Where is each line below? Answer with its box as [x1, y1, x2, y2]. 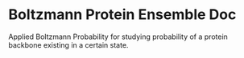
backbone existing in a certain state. [8, 40, 129, 49]
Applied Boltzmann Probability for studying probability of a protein [8, 32, 228, 41]
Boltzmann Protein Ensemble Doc [8, 6, 237, 24]
